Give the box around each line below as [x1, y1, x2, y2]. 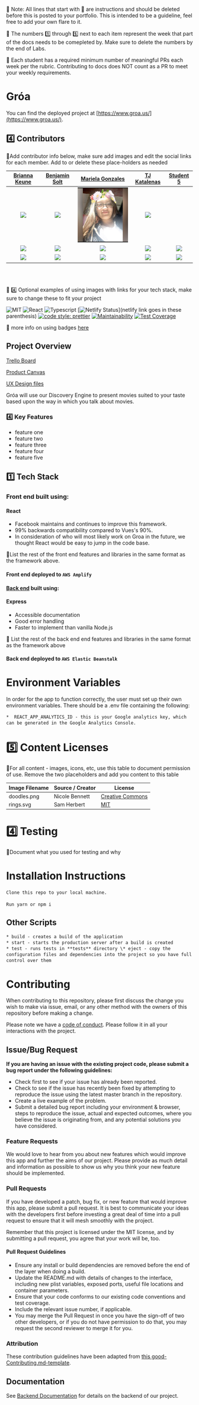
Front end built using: [6, 493, 69, 501]
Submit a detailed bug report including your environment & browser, [14, 1103, 181, 1110]
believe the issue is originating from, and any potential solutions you [14, 1116, 181, 1124]
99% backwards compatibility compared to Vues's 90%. [14, 527, 153, 534]
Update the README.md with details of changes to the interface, [14, 1274, 173, 1281]
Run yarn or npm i [6, 901, 52, 907]
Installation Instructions [6, 869, 126, 882]
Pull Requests [6, 1185, 47, 1193]
